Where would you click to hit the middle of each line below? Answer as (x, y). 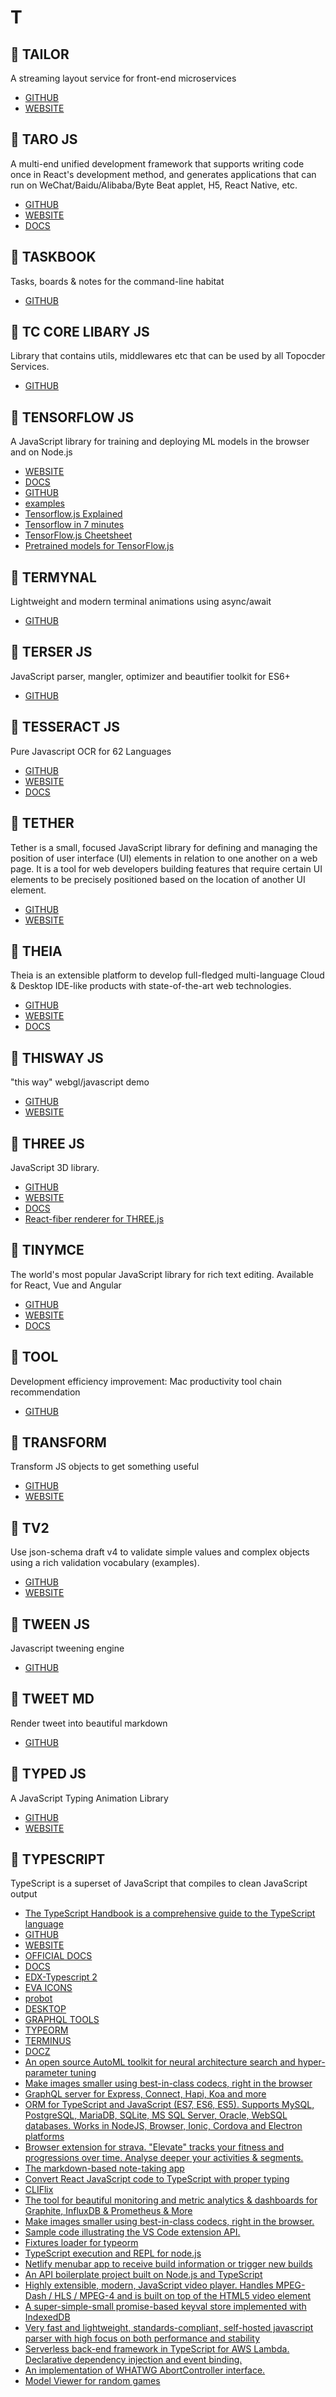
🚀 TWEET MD (52, 1699)
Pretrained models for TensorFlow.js (99, 546)
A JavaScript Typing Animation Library (89, 1798)
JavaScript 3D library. (55, 1167)
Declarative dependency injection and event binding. (133, 2360)
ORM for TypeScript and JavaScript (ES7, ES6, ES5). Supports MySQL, (169, 2105)
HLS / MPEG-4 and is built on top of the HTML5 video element (183, 2296)
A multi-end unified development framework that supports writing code (157, 163)
